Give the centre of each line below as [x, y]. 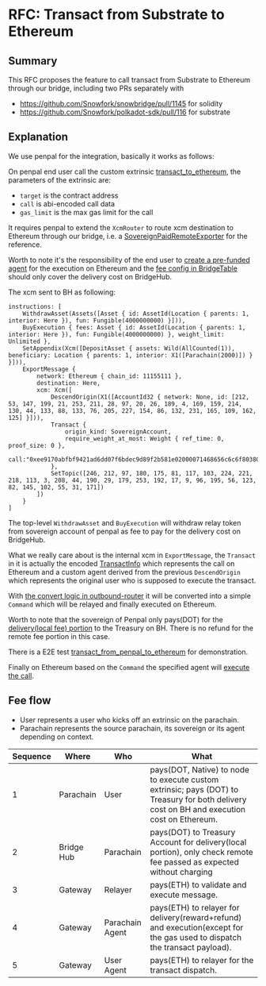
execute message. [184, 895]
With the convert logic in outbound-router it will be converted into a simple [130, 595]
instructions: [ [35, 306]
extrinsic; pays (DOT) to [194, 789]
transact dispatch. [184, 970]
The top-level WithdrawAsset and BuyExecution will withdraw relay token [125, 522]
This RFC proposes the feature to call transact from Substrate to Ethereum [129, 80]
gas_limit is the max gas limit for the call [86, 212]
